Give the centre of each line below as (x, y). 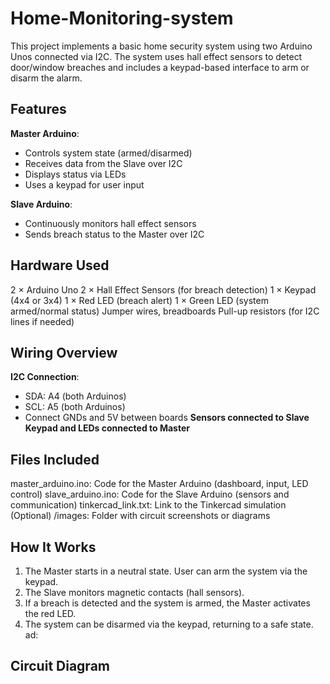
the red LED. (50, 613)
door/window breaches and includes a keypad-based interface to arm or (160, 67)
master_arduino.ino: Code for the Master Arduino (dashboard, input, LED (159, 484)
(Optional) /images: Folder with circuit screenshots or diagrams (140, 516)
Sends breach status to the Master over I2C (114, 234)
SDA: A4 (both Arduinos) (75, 396)
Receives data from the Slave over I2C (103, 163)
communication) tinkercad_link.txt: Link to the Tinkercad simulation (148, 505)
